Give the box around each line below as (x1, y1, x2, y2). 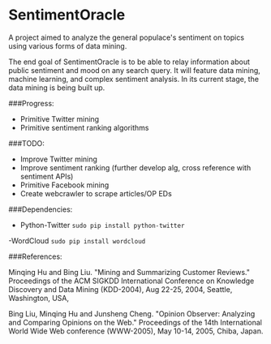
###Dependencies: (8, 204, 73, 214)
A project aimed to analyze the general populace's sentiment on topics (8, 32, 245, 42)
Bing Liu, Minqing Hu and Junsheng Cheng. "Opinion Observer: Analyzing (8, 308, 256, 318)
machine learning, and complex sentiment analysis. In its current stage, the (8, 74, 260, 84)
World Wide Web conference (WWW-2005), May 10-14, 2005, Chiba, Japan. (8, 326, 264, 336)
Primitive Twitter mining (19, 114, 100, 123)
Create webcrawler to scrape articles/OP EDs (19, 188, 172, 198)
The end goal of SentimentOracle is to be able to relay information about (8, 57, 250, 67)
